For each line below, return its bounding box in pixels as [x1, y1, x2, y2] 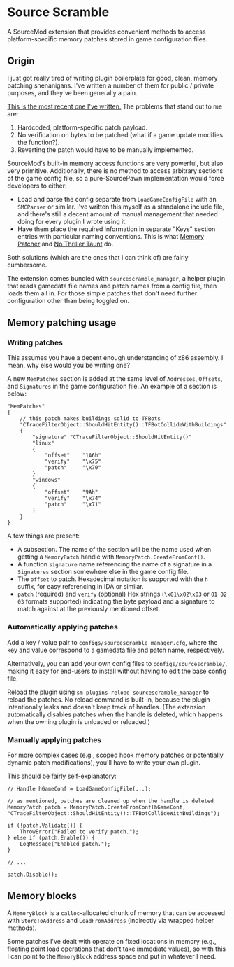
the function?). [17, 138, 60, 146]
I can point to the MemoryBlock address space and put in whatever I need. [7, 952, 217, 960]
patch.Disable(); [7, 871, 58, 879]
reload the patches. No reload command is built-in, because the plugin [7, 695, 211, 704]
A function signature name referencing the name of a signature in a [17, 560, 212, 569]
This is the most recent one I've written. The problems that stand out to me [7, 102, 222, 111]
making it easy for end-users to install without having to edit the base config [7, 667, 227, 675]
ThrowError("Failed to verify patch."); [20, 828, 139, 835]
